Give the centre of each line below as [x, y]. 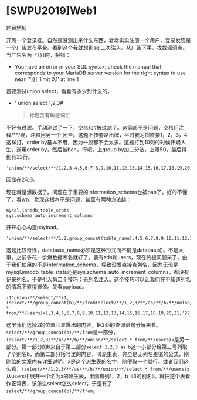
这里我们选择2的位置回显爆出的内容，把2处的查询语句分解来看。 [84, 324]
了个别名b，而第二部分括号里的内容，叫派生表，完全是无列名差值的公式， [95, 354]
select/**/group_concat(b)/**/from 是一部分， [62, 332]
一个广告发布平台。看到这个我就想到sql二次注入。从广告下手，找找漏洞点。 [97, 48]
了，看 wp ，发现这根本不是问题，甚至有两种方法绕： [69, 199]
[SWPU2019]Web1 [52, 11]
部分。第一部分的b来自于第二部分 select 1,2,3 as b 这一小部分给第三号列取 [97, 347]
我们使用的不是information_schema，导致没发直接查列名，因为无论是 [95, 265]
